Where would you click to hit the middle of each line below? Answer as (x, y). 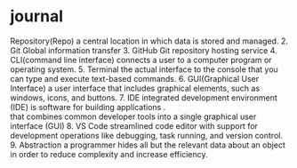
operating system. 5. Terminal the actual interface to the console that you (144, 69)
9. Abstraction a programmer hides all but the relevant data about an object (148, 145)
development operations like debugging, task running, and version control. (147, 135)
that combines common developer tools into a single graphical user (133, 116)
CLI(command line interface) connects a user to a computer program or (141, 60)
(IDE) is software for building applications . (88, 107)
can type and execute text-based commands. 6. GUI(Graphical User (135, 78)
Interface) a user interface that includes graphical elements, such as (135, 88)
